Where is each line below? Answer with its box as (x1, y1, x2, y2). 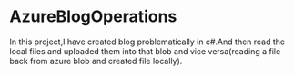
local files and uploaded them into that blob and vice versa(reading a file (9, 45, 281, 56)
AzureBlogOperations (9, 6, 177, 27)
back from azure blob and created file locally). (9, 55, 183, 66)
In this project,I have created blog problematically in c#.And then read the (9, 36, 286, 47)
